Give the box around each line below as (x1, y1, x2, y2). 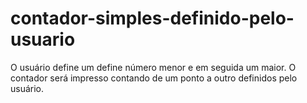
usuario (10, 28, 76, 51)
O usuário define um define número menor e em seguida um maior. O (10, 61, 297, 73)
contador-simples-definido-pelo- (10, 7, 295, 30)
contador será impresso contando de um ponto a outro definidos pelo (10, 72, 298, 84)
